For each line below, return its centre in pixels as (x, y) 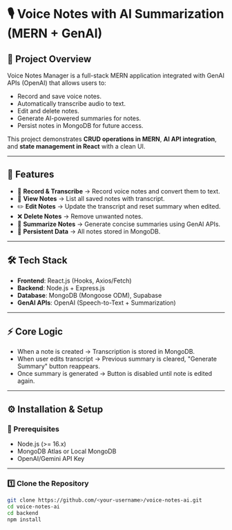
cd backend (23, 513)
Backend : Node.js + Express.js (61, 287)
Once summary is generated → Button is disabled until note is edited (115, 374)
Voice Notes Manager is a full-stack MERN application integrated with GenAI (116, 75)
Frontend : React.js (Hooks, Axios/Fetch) (75, 281)
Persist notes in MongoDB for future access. (80, 125)
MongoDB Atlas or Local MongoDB (67, 451)
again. (26, 381)
